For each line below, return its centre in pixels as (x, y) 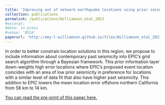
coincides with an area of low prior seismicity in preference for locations (78, 72)
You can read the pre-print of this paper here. (51, 97)
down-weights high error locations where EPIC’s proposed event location (79, 67)
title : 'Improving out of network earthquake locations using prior (77, 10)
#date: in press (22, 28)
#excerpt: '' (18, 23)
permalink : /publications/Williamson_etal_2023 (55, 19)
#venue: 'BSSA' (21, 33)
